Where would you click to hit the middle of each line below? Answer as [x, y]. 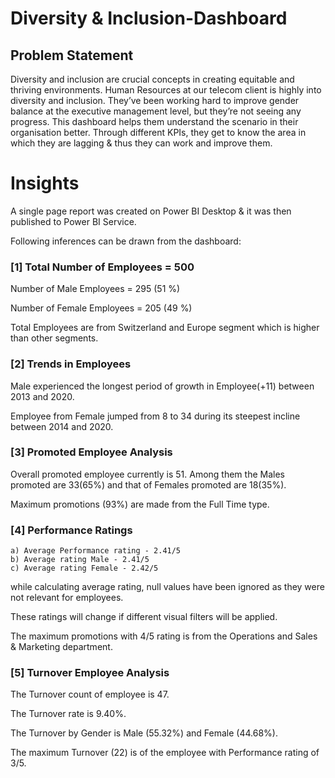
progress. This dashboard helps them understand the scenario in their [154, 121]
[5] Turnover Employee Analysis [90, 673]
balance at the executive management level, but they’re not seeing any [156, 111]
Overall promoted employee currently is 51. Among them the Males [147, 474]
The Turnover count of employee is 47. [90, 694]
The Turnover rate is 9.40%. [68, 714]
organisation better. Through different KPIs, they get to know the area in [158, 132]
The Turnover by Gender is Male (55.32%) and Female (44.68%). [144, 733]
